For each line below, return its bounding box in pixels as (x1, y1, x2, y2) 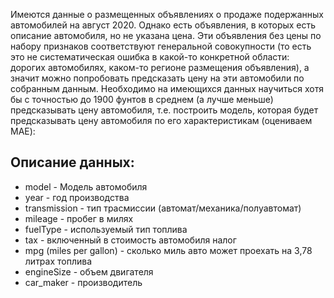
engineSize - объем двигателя (24, 265, 154, 278)
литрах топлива (24, 255, 93, 267)
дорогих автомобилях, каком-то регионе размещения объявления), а (10, 62, 310, 73)
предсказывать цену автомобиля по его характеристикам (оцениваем (10, 115, 313, 126)
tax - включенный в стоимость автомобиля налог (24, 234, 237, 246)
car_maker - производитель (24, 276, 143, 288)
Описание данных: (10, 154, 135, 171)
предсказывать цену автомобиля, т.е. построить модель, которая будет (10, 104, 319, 116)
